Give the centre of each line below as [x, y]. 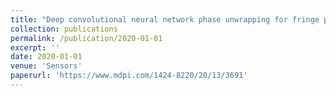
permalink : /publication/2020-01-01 [86, 38]
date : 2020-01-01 [46, 57]
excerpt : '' [35, 47]
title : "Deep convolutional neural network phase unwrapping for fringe [165, 19]
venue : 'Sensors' [46, 66]
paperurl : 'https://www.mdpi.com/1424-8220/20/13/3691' [129, 76]
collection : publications [64, 29]
